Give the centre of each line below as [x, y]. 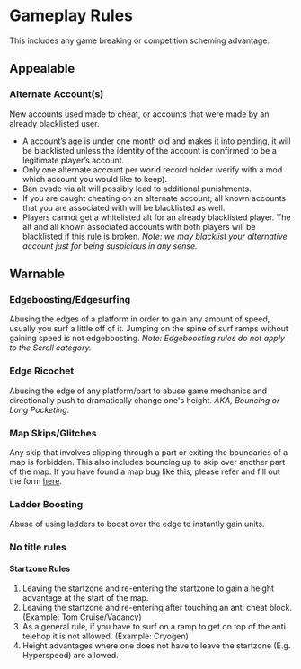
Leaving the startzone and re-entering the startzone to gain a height [148, 588]
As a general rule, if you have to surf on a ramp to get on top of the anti [154, 627]
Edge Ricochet [42, 371]
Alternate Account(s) [57, 94]
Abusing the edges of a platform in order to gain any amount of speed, [140, 319]
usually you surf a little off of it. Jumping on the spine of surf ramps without [149, 329]
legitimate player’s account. [73, 160]
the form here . [36, 480]
